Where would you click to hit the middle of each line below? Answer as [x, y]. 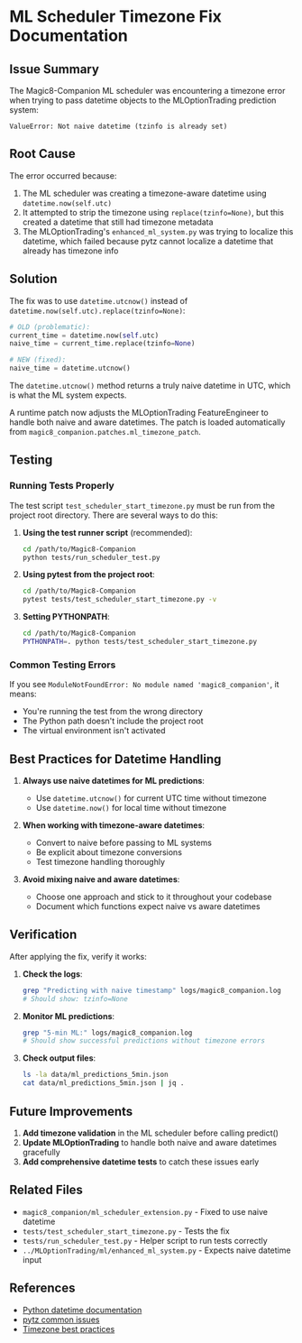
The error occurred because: [63, 175]
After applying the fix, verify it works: [78, 956]
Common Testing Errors [63, 665]
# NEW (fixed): [38, 360]
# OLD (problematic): [50, 327]
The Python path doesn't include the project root [113, 721]
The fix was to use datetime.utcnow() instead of [99, 300]
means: [23, 694]
